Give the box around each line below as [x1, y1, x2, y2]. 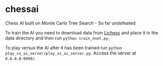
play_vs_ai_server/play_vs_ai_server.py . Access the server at [5, 50, 136, 56]
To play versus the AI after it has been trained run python [5, 44, 122, 50]
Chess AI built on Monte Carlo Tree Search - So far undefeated [5, 20, 136, 26]
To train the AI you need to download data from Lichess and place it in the [5, 29, 158, 35]
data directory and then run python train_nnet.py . [5, 35, 110, 41]
